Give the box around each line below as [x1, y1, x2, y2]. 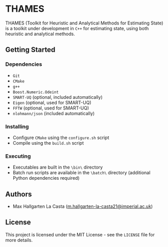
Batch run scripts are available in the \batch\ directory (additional [12, 170, 151, 176]
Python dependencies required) [12, 175, 80, 181]
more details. [5, 237, 33, 243]
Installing [5, 123, 29, 130]
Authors [5, 189, 32, 199]
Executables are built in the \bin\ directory [12, 164, 103, 171]
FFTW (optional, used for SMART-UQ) [12, 105, 89, 111]
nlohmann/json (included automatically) [12, 110, 95, 116]
